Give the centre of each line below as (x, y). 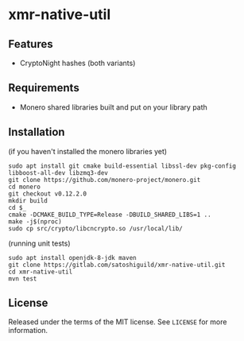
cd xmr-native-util (41, 272)
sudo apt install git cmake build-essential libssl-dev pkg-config (122, 166)
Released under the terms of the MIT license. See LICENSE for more (118, 322)
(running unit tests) (39, 243)
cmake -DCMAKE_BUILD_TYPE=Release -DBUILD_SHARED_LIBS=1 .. (110, 215)
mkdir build (28, 200)
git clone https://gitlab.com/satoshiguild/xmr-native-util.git (117, 265)
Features (31, 44)
